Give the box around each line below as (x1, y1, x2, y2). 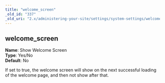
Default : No (5, 58, 29, 63)
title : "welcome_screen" (5, 7, 56, 12)
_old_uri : (5, 16, 26, 21)
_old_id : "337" (5, 12, 36, 17)
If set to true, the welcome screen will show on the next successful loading (5, 67, 157, 73)
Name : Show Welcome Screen (5, 47, 67, 53)
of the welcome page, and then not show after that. (5, 72, 109, 78)
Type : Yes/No (5, 52, 33, 59)
